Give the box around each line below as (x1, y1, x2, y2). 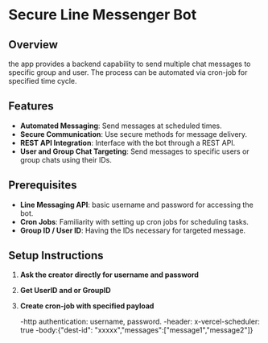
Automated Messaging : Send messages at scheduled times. (19, 121, 223, 130)
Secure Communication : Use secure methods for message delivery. (19, 129, 248, 138)
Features (8, 99, 54, 114)
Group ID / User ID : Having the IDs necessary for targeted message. (19, 225, 246, 235)
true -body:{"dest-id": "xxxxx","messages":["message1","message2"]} (19, 325, 254, 335)
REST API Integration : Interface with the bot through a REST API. (19, 138, 236, 147)
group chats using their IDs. (19, 155, 113, 164)
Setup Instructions (8, 249, 104, 262)
